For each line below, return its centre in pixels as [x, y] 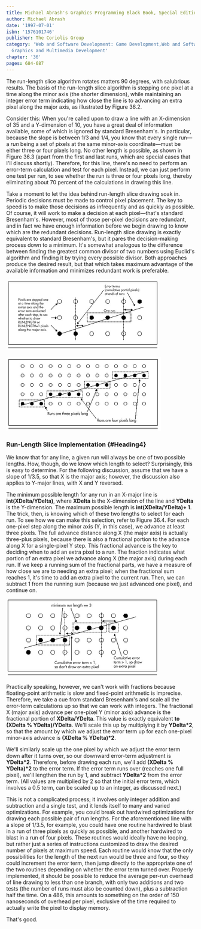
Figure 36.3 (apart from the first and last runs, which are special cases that [98, 157]
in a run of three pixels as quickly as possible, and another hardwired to [94, 831]
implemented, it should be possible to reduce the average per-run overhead [100, 876]
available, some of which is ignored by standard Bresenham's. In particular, [99, 131]
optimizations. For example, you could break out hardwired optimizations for [100, 812]
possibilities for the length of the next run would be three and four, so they [98, 856]
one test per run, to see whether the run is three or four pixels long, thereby [99, 176]
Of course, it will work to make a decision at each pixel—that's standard [95, 213]
